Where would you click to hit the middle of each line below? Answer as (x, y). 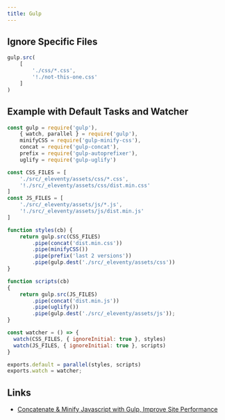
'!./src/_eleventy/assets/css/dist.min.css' (85, 185)
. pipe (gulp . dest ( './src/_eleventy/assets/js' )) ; (104, 314)
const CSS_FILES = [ (37, 172)
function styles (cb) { (40, 230)
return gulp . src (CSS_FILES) (60, 237)
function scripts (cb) (39, 281)
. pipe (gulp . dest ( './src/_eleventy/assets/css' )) (104, 262)
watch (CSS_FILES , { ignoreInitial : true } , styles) (90, 339)
